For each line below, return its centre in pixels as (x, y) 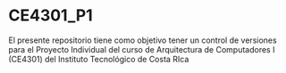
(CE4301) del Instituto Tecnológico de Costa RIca (99, 59)
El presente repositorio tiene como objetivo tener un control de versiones (143, 40)
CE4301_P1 (50, 16)
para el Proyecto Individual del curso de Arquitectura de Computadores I (142, 49)
